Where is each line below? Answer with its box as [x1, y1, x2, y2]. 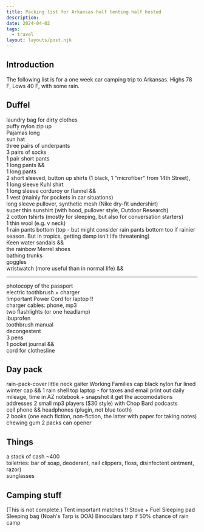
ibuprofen [6, 314, 31, 322]
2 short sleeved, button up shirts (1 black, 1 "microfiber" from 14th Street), [6, 174, 191, 181]
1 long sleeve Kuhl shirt [6, 181, 64, 188]
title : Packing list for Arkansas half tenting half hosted [6, 9, 162, 15]
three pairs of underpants [6, 142, 70, 149]
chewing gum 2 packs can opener [6, 419, 92, 426]
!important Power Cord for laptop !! [6, 295, 93, 302]
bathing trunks [6, 252, 43, 259]
